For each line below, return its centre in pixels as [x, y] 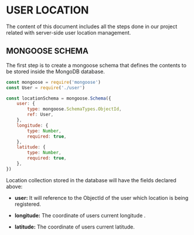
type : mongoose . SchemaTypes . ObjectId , [74, 109]
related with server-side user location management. [69, 32]
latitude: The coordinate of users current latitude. [74, 227]
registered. [28, 204]
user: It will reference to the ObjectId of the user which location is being [101, 197]
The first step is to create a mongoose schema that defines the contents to [96, 65]
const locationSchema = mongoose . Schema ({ [59, 98]
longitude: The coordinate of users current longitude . [80, 215]
